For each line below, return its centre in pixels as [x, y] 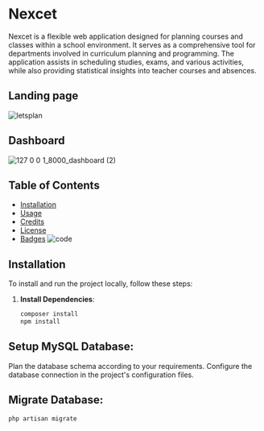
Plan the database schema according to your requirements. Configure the [130, 366]
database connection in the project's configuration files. [101, 375]
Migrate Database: [56, 400]
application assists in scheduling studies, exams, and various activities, [126, 62]
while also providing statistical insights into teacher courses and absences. [132, 70]
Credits [32, 222]
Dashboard [37, 141]
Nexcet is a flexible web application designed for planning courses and [126, 36]
